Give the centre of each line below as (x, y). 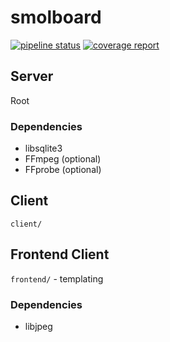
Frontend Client (60, 254)
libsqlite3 (43, 148)
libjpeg (38, 326)
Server (32, 76)
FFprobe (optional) (63, 170)
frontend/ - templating (57, 278)
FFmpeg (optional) (63, 159)
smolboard (56, 17)
